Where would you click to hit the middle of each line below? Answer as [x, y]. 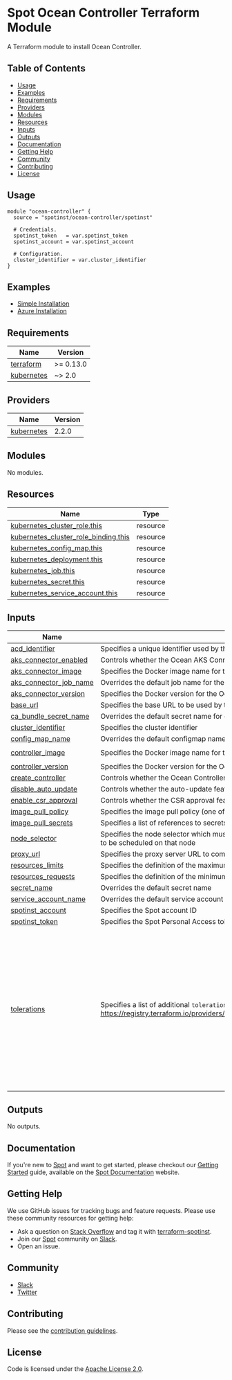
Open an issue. [39, 1246]
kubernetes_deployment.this [57, 559]
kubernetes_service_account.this [64, 593]
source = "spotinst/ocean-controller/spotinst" [83, 217]
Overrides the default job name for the [162, 683]
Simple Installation [43, 304]
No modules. [25, 472]
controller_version [40, 767]
